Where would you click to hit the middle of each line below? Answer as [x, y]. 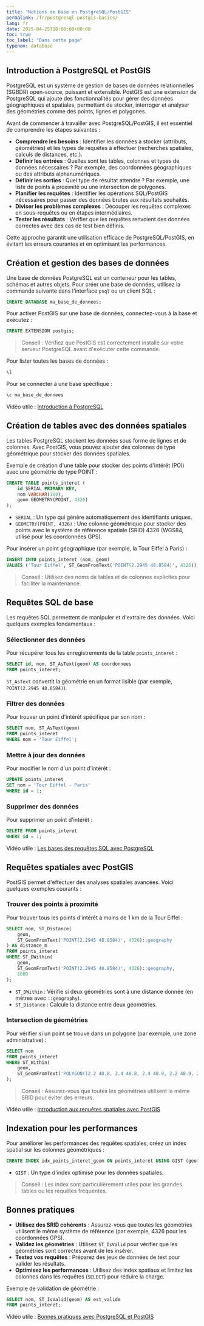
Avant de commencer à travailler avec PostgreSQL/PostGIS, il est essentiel [100, 123]
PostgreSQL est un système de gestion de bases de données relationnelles [100, 85]
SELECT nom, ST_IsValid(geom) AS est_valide [63, 1299]
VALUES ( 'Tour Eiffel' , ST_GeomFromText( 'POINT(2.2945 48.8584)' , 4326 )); [103, 565]
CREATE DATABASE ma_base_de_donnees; [54, 302]
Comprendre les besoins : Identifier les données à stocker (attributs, [101, 141]
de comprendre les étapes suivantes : [53, 129]
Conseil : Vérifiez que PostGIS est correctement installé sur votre [102, 343]
